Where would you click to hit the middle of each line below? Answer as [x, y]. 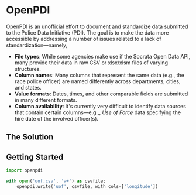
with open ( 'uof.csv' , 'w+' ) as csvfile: [56, 181]
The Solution [30, 137]
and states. [28, 87]
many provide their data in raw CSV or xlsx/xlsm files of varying [91, 63]
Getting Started [35, 157]
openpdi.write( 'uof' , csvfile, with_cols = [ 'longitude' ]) [87, 186]
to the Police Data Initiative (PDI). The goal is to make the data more [87, 32]
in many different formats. [46, 100]
